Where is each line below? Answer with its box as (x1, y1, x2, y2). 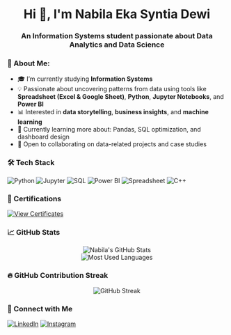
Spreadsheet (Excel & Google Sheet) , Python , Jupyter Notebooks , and (17, 93, 224, 101)
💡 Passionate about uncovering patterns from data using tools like (17, 85, 207, 93)
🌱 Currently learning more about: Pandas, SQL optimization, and (17, 125, 202, 134)
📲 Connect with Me (7, 304, 73, 313)
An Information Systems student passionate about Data (20, 31, 214, 41)
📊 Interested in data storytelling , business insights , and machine (17, 108, 209, 116)
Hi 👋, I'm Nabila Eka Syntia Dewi (23, 6, 211, 22)
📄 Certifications (7, 194, 62, 203)
